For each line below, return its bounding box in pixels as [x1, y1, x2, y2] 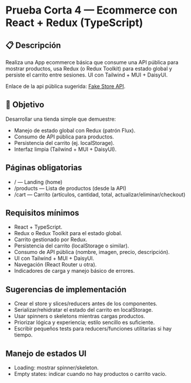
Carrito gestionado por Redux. [14, 236, 88, 243]
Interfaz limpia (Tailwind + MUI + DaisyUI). [14, 146, 117, 153]
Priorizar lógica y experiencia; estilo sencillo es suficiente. [14, 319, 155, 326]
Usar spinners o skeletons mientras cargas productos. [14, 313, 145, 320]
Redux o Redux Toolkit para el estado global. [14, 230, 123, 237]
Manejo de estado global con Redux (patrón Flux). [14, 127, 136, 134]
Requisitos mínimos [5, 208, 80, 218]
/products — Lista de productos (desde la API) [14, 184, 127, 191]
